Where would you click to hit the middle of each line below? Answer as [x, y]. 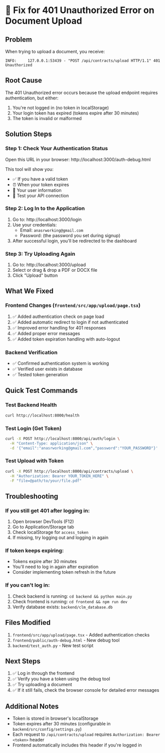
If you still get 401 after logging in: [48, 510]
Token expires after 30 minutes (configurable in [61, 724]
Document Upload [44, 21]
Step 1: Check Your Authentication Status [57, 149]
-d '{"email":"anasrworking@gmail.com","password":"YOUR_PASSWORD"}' [84, 448]
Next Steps [23, 661]
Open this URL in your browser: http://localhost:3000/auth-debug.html [78, 159]
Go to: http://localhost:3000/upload [49, 265]
